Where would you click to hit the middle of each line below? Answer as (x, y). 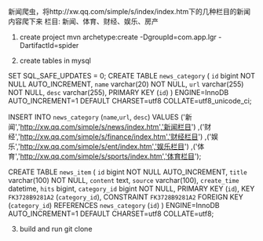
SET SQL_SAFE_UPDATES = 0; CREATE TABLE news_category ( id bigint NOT (131, 76)
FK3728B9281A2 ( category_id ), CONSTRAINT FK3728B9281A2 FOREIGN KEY (126, 197)
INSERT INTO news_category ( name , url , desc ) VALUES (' (97, 117)
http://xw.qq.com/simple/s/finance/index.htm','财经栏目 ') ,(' (116, 137)
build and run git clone (56, 229)
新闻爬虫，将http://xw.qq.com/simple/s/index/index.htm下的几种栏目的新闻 (130, 11)
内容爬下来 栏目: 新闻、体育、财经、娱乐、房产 (83, 21)
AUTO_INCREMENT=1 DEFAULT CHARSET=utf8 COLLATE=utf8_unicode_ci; (130, 101)
